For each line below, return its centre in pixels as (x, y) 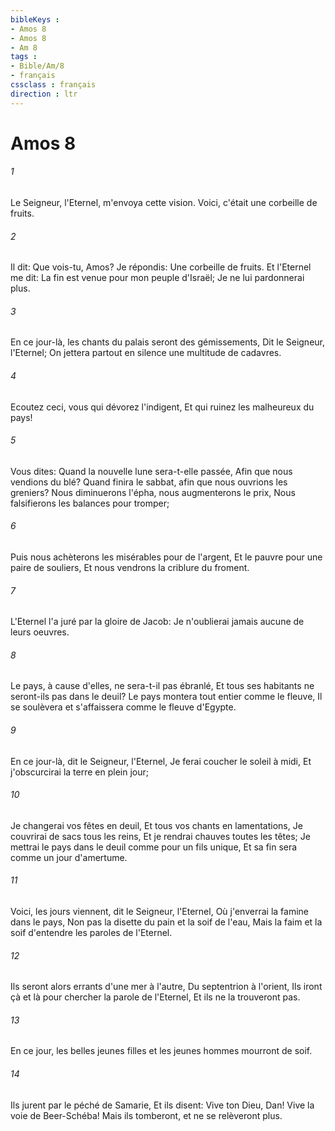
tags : (24, 57)
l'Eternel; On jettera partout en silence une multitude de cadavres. (146, 353)
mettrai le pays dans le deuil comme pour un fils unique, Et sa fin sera (154, 847)
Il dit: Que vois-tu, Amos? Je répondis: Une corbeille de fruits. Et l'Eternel (161, 267)
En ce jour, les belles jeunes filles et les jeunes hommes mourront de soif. (161, 1051)
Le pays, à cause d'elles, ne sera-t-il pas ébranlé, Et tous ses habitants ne (162, 686)
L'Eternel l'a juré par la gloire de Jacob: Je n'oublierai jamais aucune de (157, 622)
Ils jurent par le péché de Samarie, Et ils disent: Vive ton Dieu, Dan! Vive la (162, 1105)
